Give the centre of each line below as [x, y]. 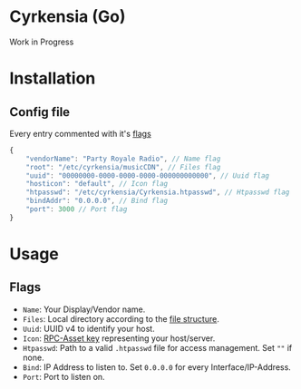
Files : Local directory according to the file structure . [121, 318]
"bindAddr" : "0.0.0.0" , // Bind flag [97, 201]
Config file [40, 112]
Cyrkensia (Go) [68, 17]
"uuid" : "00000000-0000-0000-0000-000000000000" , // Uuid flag [148, 175]
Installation [53, 78]
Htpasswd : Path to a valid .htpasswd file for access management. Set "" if [157, 347]
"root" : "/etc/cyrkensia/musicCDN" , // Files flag [123, 167]
